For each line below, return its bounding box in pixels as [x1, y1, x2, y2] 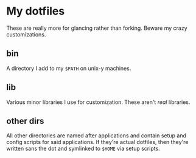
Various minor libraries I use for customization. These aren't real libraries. [6, 98, 191, 106]
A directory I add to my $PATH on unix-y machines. [6, 64, 131, 72]
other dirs [6, 115, 44, 126]
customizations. [6, 30, 46, 38]
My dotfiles [6, 4, 65, 18]
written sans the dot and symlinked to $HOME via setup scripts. [6, 145, 160, 153]
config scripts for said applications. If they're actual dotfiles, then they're [6, 139, 189, 146]
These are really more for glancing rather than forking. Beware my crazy [6, 24, 187, 32]
